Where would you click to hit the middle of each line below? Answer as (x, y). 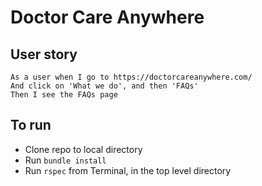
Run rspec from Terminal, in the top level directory (128, 170)
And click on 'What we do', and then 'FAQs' (104, 86)
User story (44, 54)
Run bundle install (65, 160)
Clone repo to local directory (83, 149)
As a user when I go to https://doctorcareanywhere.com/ (131, 77)
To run (31, 125)
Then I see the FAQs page (64, 95)
